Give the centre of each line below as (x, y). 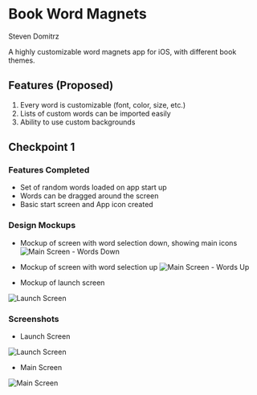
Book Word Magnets (78, 14)
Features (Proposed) (61, 86)
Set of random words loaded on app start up (93, 187)
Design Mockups (42, 226)
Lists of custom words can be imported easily (95, 113)
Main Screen (41, 368)
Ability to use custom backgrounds (78, 122)
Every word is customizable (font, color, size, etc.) (103, 104)
